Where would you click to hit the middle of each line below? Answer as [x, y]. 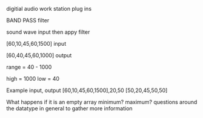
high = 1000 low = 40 [33, 79]
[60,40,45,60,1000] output [39, 55]
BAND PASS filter [28, 20]
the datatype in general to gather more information [69, 108]
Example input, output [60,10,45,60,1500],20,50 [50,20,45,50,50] [87, 90]
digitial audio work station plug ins [49, 9]
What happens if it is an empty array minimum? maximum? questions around [102, 102]
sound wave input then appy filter [48, 32]
